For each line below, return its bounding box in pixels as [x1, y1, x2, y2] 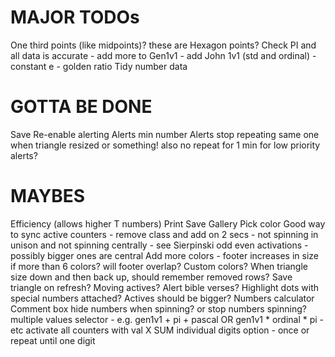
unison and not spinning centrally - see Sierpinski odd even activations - [10, 239, 309, 251]
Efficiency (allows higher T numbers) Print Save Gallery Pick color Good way [10, 217, 326, 230]
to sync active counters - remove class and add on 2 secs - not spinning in [10, 228, 319, 240]
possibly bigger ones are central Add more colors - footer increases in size [10, 249, 319, 261]
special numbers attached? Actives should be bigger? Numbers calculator [10, 292, 315, 304]
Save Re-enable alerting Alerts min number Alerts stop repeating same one [10, 128, 320, 140]
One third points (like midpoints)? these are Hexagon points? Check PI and [10, 39, 317, 51]
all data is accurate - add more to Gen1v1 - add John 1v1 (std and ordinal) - [10, 49, 317, 61]
